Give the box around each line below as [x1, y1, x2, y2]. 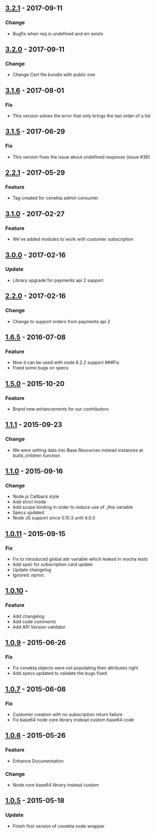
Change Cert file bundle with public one [12, 71, 96, 78]
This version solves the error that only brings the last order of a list [12, 113, 151, 119]
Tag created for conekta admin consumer [12, 195, 99, 201]
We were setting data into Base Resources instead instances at [12, 447, 143, 453]
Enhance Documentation [12, 757, 64, 764]
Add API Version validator [12, 624, 66, 630]
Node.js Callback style [12, 493, 59, 500]
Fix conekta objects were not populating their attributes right [12, 665, 138, 671]
